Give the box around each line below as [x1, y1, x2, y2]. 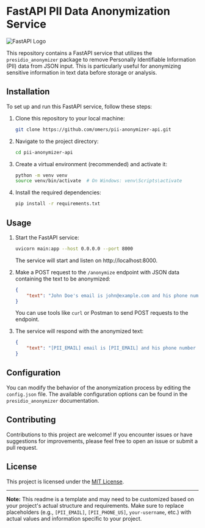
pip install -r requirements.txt [15, 200, 101, 207]
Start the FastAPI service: [15, 233, 79, 241]
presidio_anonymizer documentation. [6, 397, 99, 404]
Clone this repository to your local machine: [15, 114, 125, 122]
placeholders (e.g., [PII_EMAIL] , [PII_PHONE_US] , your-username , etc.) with [6, 508, 192, 516]
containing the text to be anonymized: [15, 275, 111, 282]
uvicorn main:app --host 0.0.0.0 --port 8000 [15, 246, 133, 252]
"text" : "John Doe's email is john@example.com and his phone [26, 292, 188, 299]
